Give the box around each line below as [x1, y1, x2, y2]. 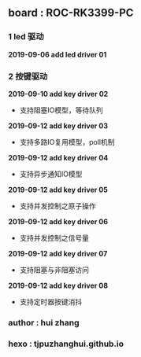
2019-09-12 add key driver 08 [8, 281, 109, 290]
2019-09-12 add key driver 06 [8, 216, 109, 226]
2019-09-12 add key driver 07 [8, 248, 108, 258]
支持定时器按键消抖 [19, 296, 83, 306]
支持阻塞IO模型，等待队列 [19, 105, 104, 115]
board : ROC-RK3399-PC [8, 6, 134, 20]
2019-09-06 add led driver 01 [8, 50, 107, 59]
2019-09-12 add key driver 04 [8, 153, 109, 162]
